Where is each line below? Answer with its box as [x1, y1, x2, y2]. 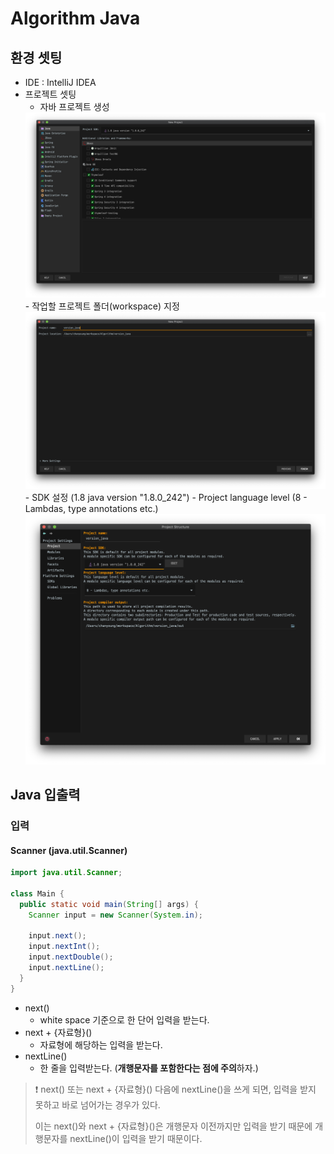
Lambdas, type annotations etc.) [24, 502, 159, 514]
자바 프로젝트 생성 [39, 101, 110, 112]
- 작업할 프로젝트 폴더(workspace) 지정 [24, 300, 180, 312]
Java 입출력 [10, 787, 81, 803]
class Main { [10, 888, 65, 899]
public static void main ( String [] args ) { [19, 899, 199, 909]
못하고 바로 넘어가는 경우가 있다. [34, 1098, 161, 1111]
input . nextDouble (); [28, 952, 114, 962]
